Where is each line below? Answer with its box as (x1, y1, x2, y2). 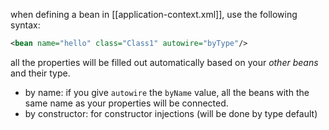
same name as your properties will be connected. (24, 97, 229, 109)
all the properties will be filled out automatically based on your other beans (10, 56, 319, 68)
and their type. (10, 67, 71, 79)
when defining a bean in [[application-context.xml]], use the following (10, 9, 298, 20)
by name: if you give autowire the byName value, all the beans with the (24, 86, 310, 98)
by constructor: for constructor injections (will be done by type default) (24, 107, 318, 119)
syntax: (10, 19, 41, 31)
